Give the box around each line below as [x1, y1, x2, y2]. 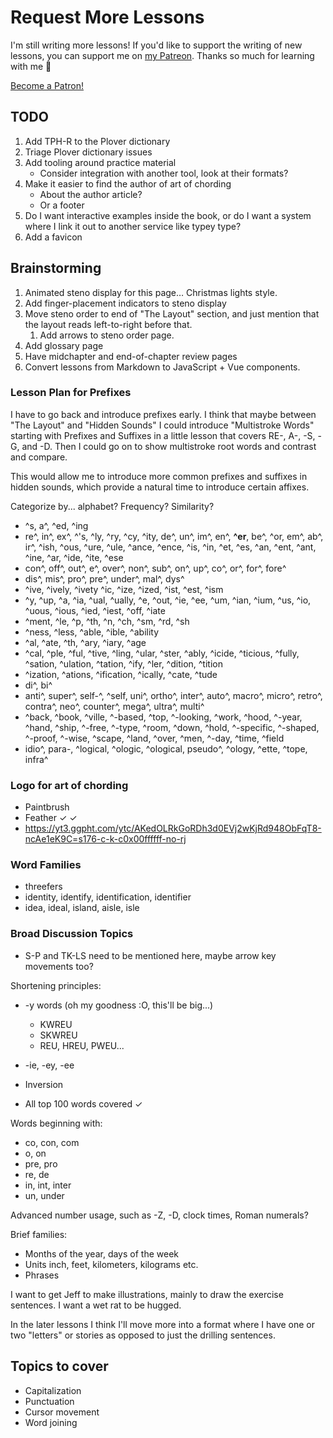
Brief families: [10, 1228, 68, 1240]
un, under [24, 1189, 65, 1201]
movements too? [24, 960, 94, 972]
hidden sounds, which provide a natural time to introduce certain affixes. [10, 481, 310, 493]
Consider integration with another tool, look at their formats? [39, 167, 289, 179]
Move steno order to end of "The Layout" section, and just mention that [24, 307, 320, 320]
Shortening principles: [10, 979, 102, 991]
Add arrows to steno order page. [39, 329, 175, 341]
